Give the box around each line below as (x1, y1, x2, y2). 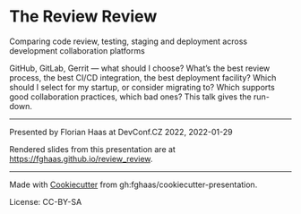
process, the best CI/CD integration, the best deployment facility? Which (9, 72, 277, 82)
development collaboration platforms (9, 45, 145, 56)
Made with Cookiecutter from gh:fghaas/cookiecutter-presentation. (9, 179, 258, 190)
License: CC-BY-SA (9, 196, 82, 207)
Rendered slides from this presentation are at (9, 143, 176, 154)
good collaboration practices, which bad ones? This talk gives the (9, 91, 253, 102)
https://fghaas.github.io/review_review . (9, 153, 153, 164)
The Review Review (9, 6, 158, 27)
